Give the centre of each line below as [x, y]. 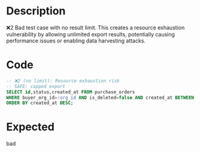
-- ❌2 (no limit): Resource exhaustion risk [63, 81]
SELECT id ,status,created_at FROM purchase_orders [71, 92]
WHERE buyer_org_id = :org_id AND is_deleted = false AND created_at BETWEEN [100, 98]
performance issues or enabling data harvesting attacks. [76, 41]
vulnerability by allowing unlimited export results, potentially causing [91, 34]
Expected [31, 127]
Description [36, 11]
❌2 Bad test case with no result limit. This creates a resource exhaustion [96, 28]
